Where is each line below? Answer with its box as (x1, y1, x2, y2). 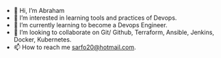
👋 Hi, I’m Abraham (13, 7, 65, 14)
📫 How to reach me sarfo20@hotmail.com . (13, 43, 137, 51)
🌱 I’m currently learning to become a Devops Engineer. (13, 21, 168, 29)
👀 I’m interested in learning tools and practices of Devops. (13, 14, 177, 22)
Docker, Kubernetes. (13, 35, 72, 44)
